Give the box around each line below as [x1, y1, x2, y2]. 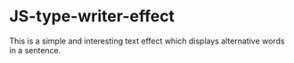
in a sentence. [9, 44, 61, 55]
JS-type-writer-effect [9, 6, 176, 27]
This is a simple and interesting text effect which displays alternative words [9, 35, 285, 46]
